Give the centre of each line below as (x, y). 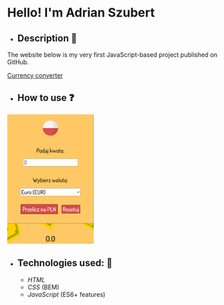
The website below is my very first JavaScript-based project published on (112, 55)
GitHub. (18, 62)
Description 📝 (47, 38)
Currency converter (35, 75)
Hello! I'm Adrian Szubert (81, 13)
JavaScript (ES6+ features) (66, 294)
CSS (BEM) (44, 287)
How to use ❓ (46, 98)
